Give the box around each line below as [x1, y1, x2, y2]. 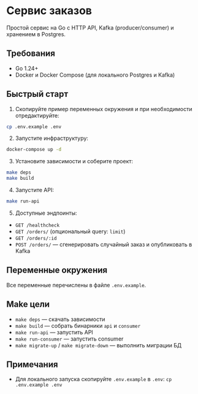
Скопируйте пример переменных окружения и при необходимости [15, 105, 192, 112]
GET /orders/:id [15, 235, 57, 241]
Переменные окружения [6, 265, 108, 276]
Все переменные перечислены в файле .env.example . [6, 281, 147, 288]
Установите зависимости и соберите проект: [15, 158, 134, 165]
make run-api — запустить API [15, 328, 93, 336]
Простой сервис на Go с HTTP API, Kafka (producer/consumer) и [6, 24, 174, 31]
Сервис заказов [6, 4, 92, 18]
